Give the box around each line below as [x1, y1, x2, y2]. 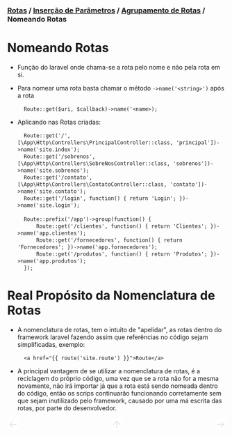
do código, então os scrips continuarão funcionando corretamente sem [17, 389, 222, 397]
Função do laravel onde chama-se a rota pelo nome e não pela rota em [17, 63, 221, 71]
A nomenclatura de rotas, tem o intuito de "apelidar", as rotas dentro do [17, 325, 222, 334]
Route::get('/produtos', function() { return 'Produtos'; [35, 250, 208, 258]
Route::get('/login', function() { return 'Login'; [24, 194, 176, 202]
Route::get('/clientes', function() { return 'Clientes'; [35, 222, 208, 230]
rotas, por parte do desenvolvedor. [17, 403, 117, 412]
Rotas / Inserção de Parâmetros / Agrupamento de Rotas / [7, 6, 206, 15]
